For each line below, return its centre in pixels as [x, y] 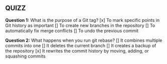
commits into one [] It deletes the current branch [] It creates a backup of [81, 45]
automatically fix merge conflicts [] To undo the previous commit [72, 31]
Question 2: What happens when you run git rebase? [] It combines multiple [84, 40]
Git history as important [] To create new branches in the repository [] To [80, 25]
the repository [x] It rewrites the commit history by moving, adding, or [77, 51]
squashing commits [26, 56]
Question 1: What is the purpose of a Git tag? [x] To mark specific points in [82, 20]
